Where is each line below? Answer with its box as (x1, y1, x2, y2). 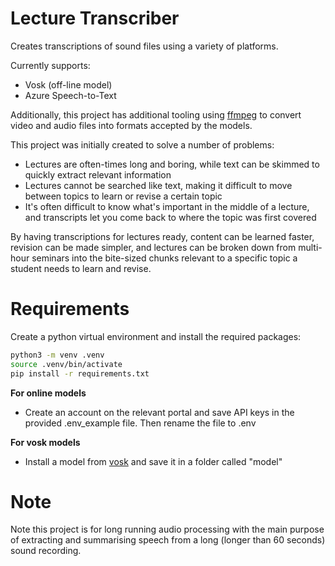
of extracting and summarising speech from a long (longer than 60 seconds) (10, 534, 326, 546)
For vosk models (10, 436, 81, 448)
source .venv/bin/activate (10, 359, 123, 369)
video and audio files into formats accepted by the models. (10, 119, 253, 131)
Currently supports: (10, 59, 91, 71)
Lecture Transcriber (10, 7, 180, 30)
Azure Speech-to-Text (24, 89, 117, 101)
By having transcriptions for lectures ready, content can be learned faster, (10, 230, 315, 242)
